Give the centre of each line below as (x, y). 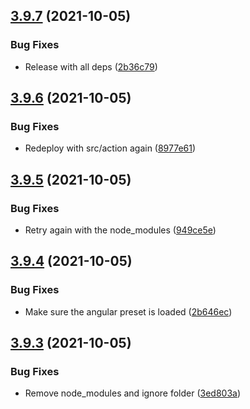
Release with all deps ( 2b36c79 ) (91, 66)
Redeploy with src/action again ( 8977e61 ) (110, 148)
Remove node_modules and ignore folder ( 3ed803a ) (133, 393)
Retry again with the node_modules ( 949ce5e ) (120, 230)
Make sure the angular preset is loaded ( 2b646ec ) (128, 311)
